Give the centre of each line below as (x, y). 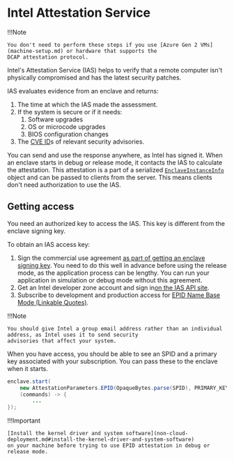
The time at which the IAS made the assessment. (87, 104)
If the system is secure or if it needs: (70, 112)
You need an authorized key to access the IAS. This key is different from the (116, 223)
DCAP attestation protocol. (48, 57)
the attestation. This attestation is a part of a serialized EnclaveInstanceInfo (116, 169)
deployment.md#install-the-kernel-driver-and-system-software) (101, 440)
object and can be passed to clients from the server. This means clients (110, 177)
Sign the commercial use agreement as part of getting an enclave (111, 258)
